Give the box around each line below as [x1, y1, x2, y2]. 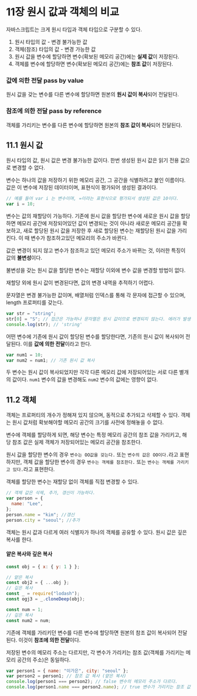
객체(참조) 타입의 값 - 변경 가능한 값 [14, 45, 96, 53]
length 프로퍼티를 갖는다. [6, 299, 64, 306]
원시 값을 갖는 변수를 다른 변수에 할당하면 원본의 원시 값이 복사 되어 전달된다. [6, 91, 179, 98]
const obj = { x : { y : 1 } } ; [6, 563, 80, 569]
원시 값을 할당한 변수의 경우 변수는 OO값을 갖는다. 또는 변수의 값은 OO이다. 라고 [6, 451, 179, 458]
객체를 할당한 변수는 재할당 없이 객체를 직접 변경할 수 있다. [6, 478, 139, 485]
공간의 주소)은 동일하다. [16, 656, 71, 663]
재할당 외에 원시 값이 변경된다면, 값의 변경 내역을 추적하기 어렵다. [6, 279, 155, 286]
